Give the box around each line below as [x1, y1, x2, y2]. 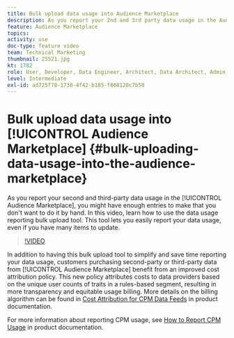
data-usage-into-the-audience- [7, 156, 196, 171]
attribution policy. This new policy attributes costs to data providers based [7, 272, 220, 281]
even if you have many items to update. [7, 224, 120, 232]
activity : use [7, 36, 49, 43]
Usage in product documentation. [7, 323, 104, 332]
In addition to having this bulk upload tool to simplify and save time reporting [7, 250, 227, 259]
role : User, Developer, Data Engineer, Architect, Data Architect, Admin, [7, 68, 229, 75]
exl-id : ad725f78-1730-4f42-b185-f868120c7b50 [7, 82, 145, 89]
